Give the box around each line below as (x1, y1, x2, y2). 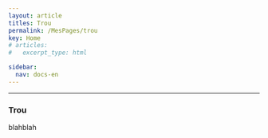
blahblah (8, 123, 37, 132)
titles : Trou (8, 19, 52, 27)
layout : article (8, 11, 62, 20)
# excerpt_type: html (8, 49, 88, 57)
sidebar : (8, 63, 37, 72)
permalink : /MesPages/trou (8, 26, 98, 34)
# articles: (8, 41, 48, 49)
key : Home (8, 34, 41, 42)
